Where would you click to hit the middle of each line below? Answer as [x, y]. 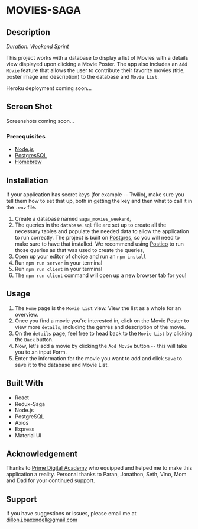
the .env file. [21, 207]
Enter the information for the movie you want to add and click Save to [98, 358]
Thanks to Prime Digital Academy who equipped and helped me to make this [99, 468]
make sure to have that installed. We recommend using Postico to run [99, 244]
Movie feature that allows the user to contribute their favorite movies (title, [95, 70]
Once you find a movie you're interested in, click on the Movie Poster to [102, 321]
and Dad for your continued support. [51, 480]
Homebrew [28, 162]
